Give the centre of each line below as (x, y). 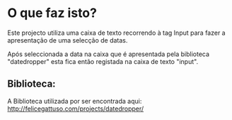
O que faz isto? (52, 13)
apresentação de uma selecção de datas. (68, 40)
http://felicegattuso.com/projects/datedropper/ (76, 109)
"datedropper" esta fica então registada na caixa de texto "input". (103, 61)
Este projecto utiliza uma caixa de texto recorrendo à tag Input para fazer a (116, 33)
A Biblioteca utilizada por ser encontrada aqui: (75, 101)
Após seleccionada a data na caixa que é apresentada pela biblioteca (109, 54)
